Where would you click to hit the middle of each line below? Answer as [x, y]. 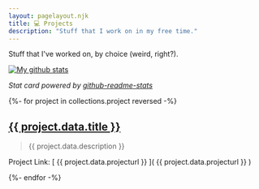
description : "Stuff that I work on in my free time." [103, 31]
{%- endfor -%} [35, 178]
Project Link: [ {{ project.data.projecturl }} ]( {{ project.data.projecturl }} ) [130, 162]
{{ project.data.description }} [76, 146]
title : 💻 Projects [41, 24]
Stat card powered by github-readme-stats [80, 85]
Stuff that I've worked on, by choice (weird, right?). [93, 54]
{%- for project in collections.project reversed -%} [93, 101]
